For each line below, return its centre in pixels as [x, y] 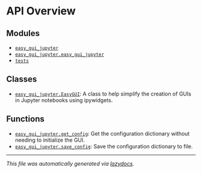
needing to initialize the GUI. [50, 140]
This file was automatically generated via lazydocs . [70, 163]
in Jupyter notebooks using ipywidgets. [64, 100]
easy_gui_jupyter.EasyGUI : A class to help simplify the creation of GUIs [103, 94]
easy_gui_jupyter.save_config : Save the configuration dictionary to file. [104, 146]
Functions [26, 119]
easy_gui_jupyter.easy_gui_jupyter [60, 55]
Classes [22, 79]
